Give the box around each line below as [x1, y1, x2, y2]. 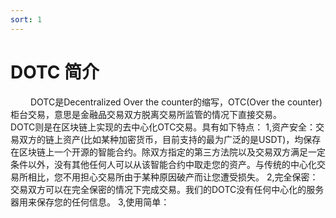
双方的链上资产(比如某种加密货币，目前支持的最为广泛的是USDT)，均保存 [18, 133, 322, 145]
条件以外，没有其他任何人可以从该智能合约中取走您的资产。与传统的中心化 [10, 158, 317, 170]
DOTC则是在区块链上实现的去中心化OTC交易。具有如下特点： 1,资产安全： [10, 121, 317, 133]
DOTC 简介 [10, 61, 100, 83]
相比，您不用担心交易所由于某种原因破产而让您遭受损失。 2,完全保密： [27, 171, 319, 183]
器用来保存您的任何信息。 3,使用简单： [10, 196, 170, 208]
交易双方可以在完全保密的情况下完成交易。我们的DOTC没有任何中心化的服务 [10, 183, 325, 195]
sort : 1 [10, 14, 43, 25]
